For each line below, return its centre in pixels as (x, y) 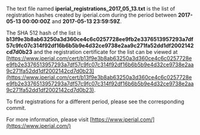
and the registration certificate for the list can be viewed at (106, 52)
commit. (16, 108)
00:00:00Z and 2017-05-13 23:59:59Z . (72, 21)
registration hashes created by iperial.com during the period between (92, 15)
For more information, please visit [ (49, 119)
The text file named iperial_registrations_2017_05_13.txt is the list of (91, 9)
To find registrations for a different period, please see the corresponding (95, 102)
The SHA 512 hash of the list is (44, 33)
